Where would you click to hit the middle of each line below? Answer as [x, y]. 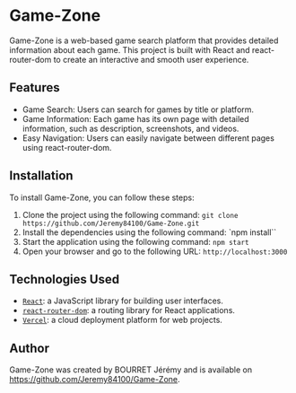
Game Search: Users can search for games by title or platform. [138, 109]
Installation [41, 176]
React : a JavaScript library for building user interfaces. [123, 301]
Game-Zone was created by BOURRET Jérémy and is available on [131, 370]
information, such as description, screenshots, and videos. [131, 128]
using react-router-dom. [67, 147]
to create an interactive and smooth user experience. [151, 59]
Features [35, 87]
